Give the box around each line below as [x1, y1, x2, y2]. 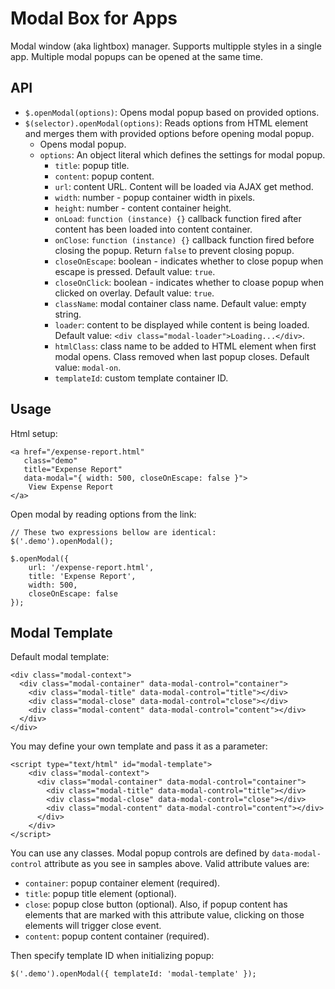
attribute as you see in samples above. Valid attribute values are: [44, 858, 310, 870]
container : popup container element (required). [24, 877, 221, 889]
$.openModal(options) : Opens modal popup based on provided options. [24, 106, 320, 118]
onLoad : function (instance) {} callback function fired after [54, 212, 302, 224]
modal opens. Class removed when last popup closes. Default [54, 350, 310, 362]
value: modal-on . [54, 361, 122, 373]
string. [54, 308, 82, 320]
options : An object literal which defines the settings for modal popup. [39, 148, 326, 161]
